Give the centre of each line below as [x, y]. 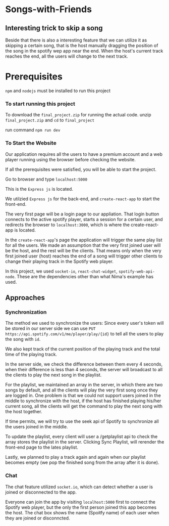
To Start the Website [31, 143]
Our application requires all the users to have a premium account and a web [84, 154]
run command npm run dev [33, 130]
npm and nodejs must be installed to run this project [58, 91]
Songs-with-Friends [49, 9]
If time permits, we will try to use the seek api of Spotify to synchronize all [82, 421]
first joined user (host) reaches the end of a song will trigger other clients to [84, 256]
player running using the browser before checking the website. [71, 159]
